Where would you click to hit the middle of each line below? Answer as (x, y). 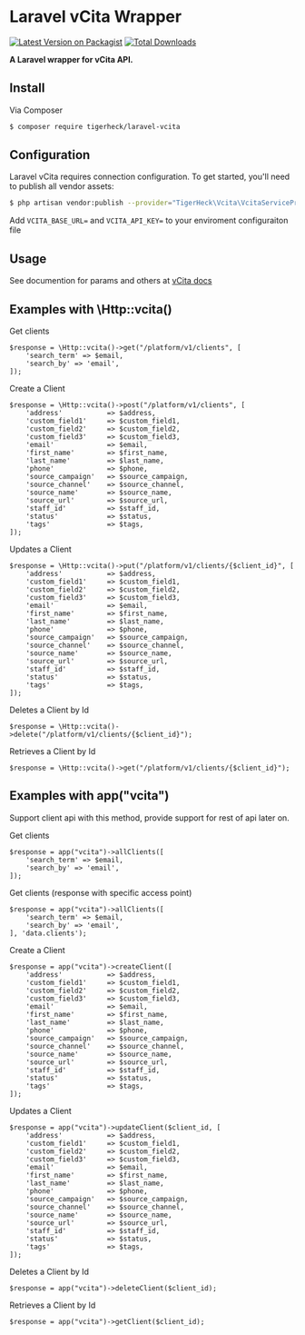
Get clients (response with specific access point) (101, 892)
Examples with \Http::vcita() (91, 309)
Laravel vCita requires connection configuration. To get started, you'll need (150, 177)
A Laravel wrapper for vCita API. (71, 59)
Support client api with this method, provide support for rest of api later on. (150, 817)
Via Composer (36, 110)
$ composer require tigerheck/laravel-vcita (95, 126)
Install (27, 88)
